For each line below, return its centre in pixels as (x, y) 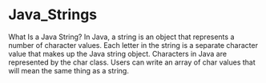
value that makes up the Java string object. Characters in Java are (117, 53)
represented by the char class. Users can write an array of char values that (132, 62)
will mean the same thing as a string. (69, 70)
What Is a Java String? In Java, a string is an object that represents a (121, 37)
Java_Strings (53, 15)
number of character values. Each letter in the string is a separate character (133, 45)
